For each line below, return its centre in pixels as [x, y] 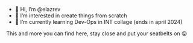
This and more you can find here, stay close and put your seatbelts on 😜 [97, 33]
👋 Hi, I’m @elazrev [38, 9]
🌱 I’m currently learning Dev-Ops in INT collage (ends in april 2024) [99, 22]
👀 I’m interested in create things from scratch [71, 16]
